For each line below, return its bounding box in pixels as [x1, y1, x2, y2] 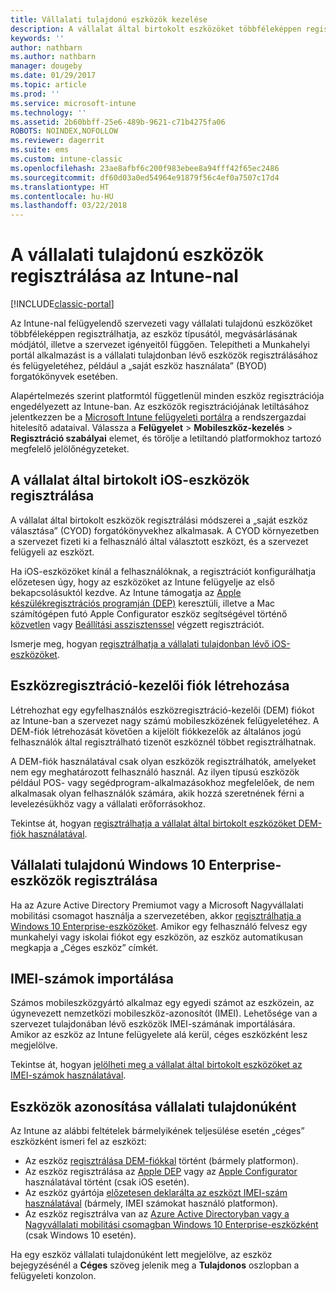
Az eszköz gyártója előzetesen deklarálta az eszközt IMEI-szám [24, 1187, 288, 1199]
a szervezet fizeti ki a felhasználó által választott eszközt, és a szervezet [10, 535, 309, 547]
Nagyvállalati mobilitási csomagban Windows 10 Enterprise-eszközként [24, 1219, 319, 1231]
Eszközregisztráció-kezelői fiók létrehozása [10, 677, 290, 695]
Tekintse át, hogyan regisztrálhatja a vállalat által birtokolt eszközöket [10, 817, 297, 829]
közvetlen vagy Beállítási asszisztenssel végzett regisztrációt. [10, 618, 265, 630]
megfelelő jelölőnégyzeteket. [10, 443, 130, 455]
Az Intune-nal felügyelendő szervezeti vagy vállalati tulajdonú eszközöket [10, 317, 313, 330]
